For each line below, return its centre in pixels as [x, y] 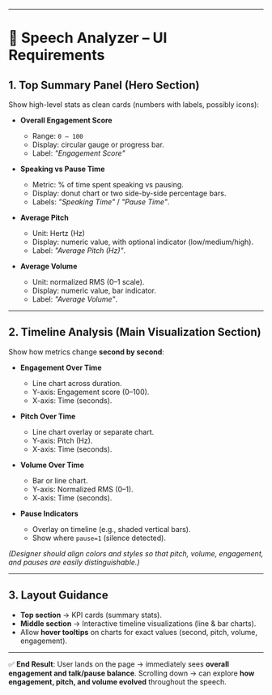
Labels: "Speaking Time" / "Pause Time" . [101, 202]
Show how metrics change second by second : [86, 352]
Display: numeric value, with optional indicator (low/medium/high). [142, 242]
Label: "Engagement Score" [79, 153]
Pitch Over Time [48, 416]
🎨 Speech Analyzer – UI [88, 38]
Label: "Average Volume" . [75, 299]
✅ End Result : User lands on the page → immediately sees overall [119, 664]
